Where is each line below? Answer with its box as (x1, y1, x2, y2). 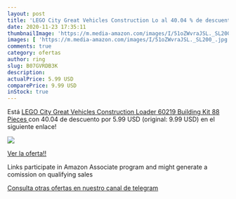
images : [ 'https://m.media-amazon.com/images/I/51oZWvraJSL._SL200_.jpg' (7, 36, 231, 43)
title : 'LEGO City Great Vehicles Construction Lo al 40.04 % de (7, 17, 202, 24)
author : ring (7, 56, 46, 63)
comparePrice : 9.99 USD (7, 82, 77, 89)
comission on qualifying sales (7, 170, 93, 179)
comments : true (7, 43, 52, 50)
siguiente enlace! (7, 123, 57, 131)
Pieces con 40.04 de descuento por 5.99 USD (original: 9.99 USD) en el (7, 115, 216, 123)
